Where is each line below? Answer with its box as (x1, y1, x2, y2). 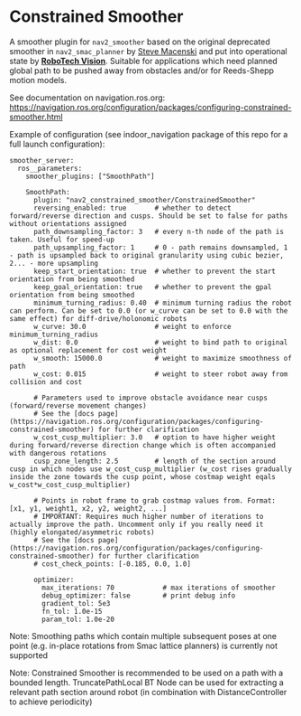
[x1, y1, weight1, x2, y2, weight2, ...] (9, 504, 168, 513)
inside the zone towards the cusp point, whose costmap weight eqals (9, 472, 277, 481)
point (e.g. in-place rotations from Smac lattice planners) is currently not (9, 640, 278, 651)
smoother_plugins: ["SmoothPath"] (25, 172, 155, 181)
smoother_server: (9, 155, 75, 165)
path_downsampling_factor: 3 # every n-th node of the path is (32, 227, 284, 236)
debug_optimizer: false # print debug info (41, 590, 236, 600)
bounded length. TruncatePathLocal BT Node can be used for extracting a (9, 676, 284, 688)
